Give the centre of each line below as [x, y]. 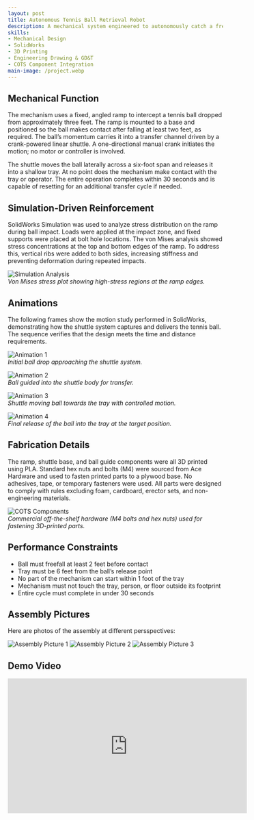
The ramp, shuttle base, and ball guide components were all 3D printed [108, 461]
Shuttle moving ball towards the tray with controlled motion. [92, 403]
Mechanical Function [54, 98]
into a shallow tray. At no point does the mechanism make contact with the [112, 172]
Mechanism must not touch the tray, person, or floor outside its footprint [119, 586]
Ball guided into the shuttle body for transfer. [71, 382]
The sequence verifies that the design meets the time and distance [102, 334]
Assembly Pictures [49, 614]
